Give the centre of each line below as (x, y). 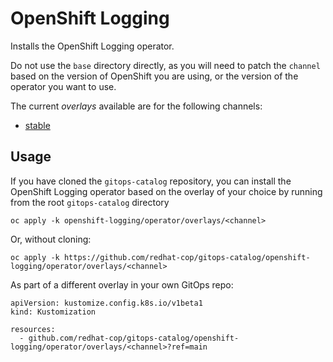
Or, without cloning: (51, 239)
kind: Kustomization (53, 312)
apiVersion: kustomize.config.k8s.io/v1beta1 (106, 303)
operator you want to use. (63, 86)
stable (37, 125)
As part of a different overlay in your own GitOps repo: (122, 284)
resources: (33, 329)
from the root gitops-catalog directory (90, 202)
